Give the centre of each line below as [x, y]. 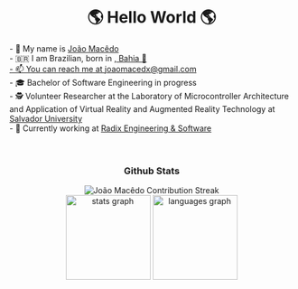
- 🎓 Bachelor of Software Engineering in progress [103, 82]
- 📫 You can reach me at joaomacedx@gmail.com [103, 69]
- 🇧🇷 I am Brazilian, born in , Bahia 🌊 [78, 58]
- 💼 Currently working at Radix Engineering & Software [111, 128]
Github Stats [152, 171]
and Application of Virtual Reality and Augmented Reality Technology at [142, 108]
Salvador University [46, 118]
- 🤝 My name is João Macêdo [64, 48]
